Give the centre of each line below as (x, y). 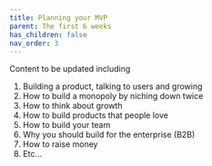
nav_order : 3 (34, 43)
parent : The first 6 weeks (61, 26)
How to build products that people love (95, 115)
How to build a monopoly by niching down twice (113, 96)
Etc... (32, 154)
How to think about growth (72, 106)
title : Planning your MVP (58, 18)
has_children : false (49, 34)
